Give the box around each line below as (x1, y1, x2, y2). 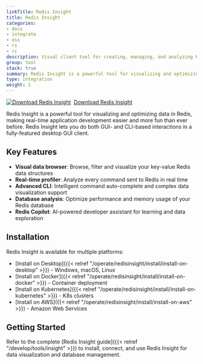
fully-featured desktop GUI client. (6, 129, 89, 137)
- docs (6, 25, 23, 32)
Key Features (6, 147, 57, 157)
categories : (6, 20, 36, 26)
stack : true (6, 65, 36, 71)
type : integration (6, 76, 53, 82)
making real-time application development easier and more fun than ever (6, 117, 188, 124)
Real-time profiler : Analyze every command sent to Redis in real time (14, 176, 188, 183)
